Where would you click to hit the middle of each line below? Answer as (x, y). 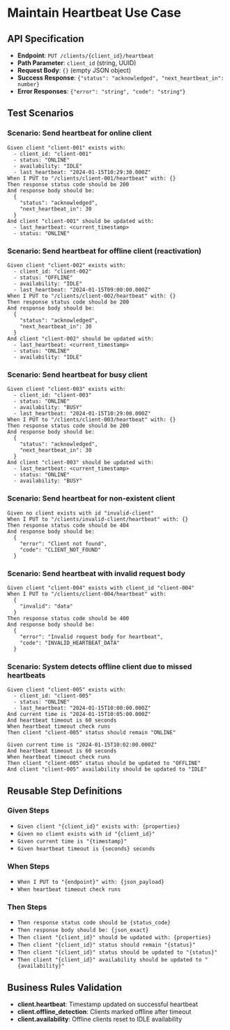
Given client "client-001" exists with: (67, 148)
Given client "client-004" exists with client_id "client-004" (101, 588)
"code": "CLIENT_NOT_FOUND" (60, 550)
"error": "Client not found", (64, 543)
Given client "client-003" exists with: (67, 389)
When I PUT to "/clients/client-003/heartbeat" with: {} (92, 420)
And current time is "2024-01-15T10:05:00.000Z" (79, 715)
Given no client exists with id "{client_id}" (86, 834)
